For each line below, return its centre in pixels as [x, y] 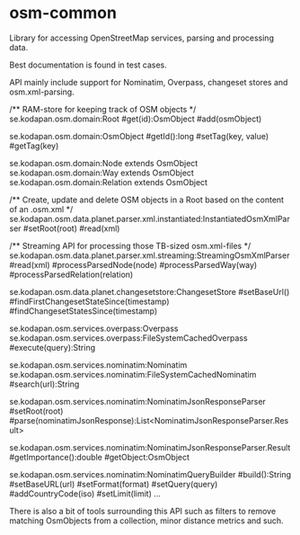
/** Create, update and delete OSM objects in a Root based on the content [147, 200]
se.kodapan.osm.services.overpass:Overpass [94, 328]
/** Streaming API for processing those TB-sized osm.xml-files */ [130, 245]
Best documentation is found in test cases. [88, 65]
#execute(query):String [53, 347]
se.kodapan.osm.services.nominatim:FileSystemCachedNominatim [133, 374]
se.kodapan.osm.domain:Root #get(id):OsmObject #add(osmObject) [136, 119]
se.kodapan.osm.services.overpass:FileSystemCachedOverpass [129, 338]
